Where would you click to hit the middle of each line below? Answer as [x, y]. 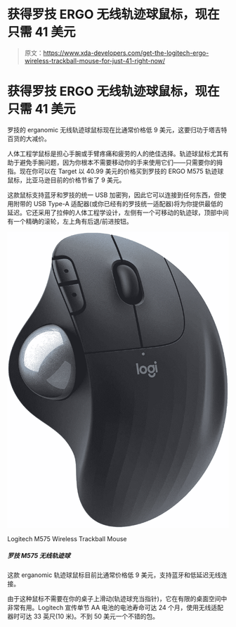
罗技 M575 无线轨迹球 [39, 556]
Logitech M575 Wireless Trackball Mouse [67, 538]
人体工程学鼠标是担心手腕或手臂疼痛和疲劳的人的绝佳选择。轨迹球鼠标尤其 [115, 153]
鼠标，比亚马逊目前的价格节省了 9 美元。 [66, 179]
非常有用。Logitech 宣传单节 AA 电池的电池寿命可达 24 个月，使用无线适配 [115, 607]
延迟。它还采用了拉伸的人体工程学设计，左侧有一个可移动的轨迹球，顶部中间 [118, 213]
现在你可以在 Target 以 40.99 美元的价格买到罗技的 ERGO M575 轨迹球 [122, 171]
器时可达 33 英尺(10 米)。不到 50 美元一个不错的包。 [83, 616]
